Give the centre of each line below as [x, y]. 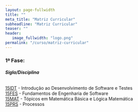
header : [13, 33]
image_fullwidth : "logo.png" [42, 38]
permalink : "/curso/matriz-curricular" [47, 43]
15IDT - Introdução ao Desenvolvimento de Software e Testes [69, 88]
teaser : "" [17, 29]
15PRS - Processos [25, 104]
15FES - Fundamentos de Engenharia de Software [57, 93]
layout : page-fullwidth [30, 10]
